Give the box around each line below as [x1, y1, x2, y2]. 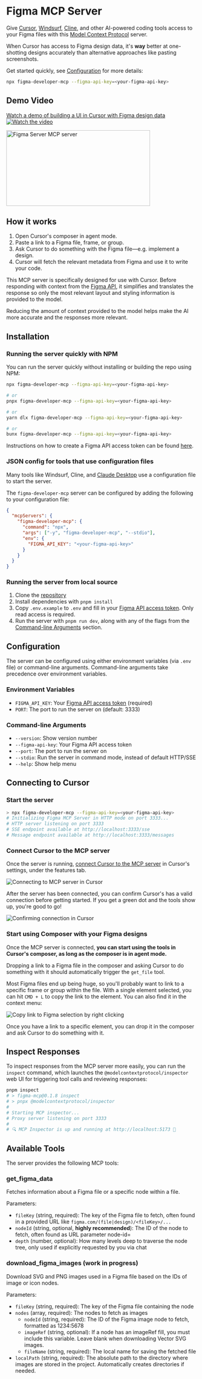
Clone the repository [15, 591, 67, 599]
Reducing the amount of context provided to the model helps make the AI [6, 308, 189, 315]
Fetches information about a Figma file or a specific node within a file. [6, 1188, 180, 1196]
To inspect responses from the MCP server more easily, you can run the [6, 1062, 186, 1070]
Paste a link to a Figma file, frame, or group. [15, 239, 125, 246]
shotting [6, 48, 27, 56]
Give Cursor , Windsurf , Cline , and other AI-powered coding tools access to [6, 24, 193, 31]
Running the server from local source [6, 578, 118, 587]
